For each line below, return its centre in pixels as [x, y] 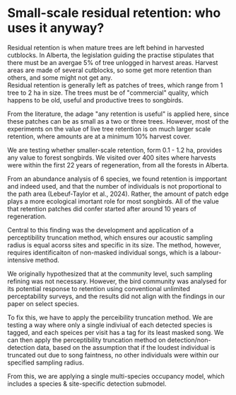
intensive [20, 260]
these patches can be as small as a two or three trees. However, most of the [118, 121]
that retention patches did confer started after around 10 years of [102, 208]
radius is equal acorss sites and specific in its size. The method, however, [114, 244]
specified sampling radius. [46, 362]
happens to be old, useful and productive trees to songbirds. [95, 100]
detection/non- [189, 340]
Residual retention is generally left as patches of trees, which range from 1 [115, 85]
